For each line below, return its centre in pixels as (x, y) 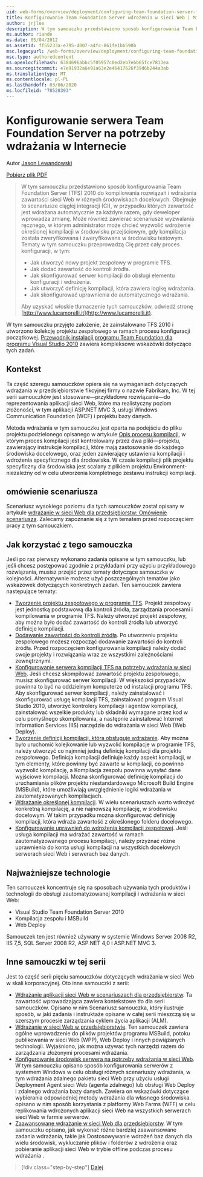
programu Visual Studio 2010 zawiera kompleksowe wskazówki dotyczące (99, 344)
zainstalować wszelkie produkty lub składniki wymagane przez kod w (101, 712)
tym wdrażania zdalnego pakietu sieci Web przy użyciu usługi (92, 1078)
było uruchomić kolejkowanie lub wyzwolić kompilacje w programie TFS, (105, 744)
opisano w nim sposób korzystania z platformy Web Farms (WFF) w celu (105, 1104)
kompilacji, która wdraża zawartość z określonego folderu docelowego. (104, 822)
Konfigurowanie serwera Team (85, 121)
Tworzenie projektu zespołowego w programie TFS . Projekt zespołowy (103, 603)
